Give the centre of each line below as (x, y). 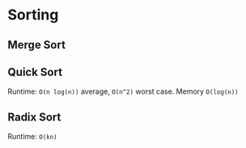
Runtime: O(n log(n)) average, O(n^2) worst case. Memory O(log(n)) (123, 91)
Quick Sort (35, 72)
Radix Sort (34, 117)
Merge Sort (37, 45)
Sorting (33, 15)
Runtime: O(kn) (32, 137)
